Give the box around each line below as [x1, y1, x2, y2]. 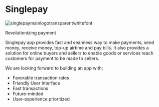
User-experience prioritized [12, 96, 70, 102]
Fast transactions [12, 85, 49, 91]
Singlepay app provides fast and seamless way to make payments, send [5, 39, 154, 45]
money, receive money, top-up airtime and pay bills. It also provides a [5, 44, 149, 50]
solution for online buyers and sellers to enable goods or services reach [5, 50, 154, 56]
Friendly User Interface [12, 80, 61, 86]
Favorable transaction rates [12, 74, 69, 80]
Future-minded [12, 90, 44, 96]
